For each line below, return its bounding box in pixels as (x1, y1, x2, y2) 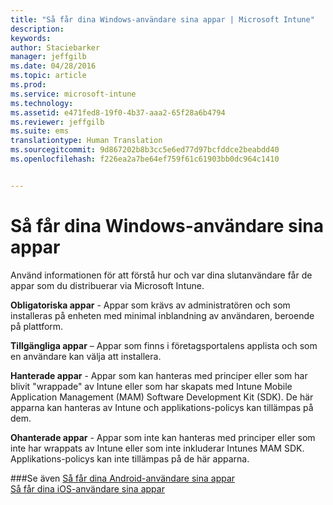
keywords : (10, 33, 52, 43)
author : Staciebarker (10, 42, 101, 53)
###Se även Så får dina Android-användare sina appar (10, 472, 236, 484)
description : (10, 24, 65, 34)
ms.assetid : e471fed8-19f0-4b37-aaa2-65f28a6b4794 (10, 107, 226, 118)
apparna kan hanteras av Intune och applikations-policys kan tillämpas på (10, 401, 314, 413)
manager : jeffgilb (10, 52, 87, 62)
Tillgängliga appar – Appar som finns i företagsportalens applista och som (10, 339, 318, 351)
